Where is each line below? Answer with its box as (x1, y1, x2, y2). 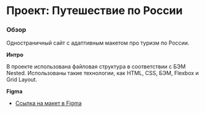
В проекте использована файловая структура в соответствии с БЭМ (6, 63, 186, 70)
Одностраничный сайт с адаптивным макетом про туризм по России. (6, 39, 190, 46)
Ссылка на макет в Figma (15, 100, 82, 107)
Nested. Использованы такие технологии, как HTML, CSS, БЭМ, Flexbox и (6, 70, 199, 77)
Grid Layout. (6, 76, 38, 83)
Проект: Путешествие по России (6, 4, 183, 18)
